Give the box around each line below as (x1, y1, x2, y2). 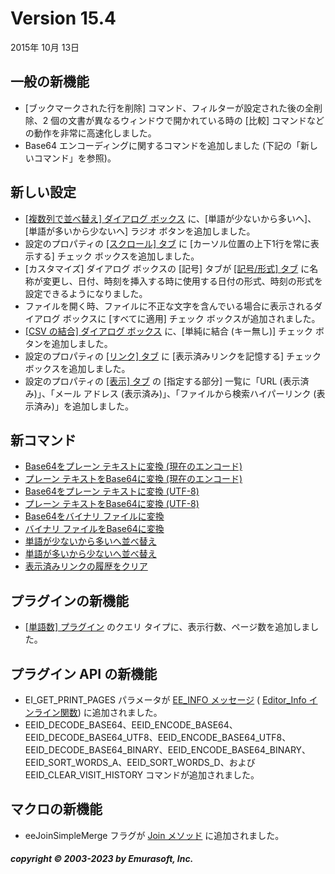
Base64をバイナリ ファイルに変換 (24, 510, 165, 522)
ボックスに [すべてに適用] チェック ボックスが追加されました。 (62, 312, 321, 324)
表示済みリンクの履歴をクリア (24, 560, 148, 572)
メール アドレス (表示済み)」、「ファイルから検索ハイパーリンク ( (54, 387, 317, 399)
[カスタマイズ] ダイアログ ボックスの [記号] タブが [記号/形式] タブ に (24, 262, 310, 274)
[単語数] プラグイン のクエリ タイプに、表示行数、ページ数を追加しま (24, 621, 311, 633)
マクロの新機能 (10, 801, 103, 818)
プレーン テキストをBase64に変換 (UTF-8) (24, 498, 200, 510)
